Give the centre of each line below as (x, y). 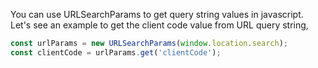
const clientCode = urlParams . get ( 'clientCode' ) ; (116, 52)
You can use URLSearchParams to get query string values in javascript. (157, 14)
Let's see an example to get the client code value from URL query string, (159, 25)
